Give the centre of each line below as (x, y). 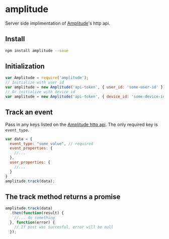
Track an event (29, 112)
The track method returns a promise (63, 196)
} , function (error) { (32, 222)
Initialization (25, 66)
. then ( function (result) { (37, 213)
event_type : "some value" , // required (52, 144)
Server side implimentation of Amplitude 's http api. (58, 23)
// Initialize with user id (35, 83)
